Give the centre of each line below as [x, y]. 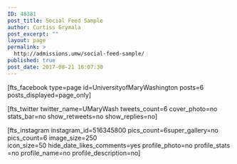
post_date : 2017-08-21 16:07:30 [55, 67]
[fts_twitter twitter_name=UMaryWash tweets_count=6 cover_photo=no [112, 108]
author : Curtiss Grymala [44, 27]
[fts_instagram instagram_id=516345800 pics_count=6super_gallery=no [113, 130]
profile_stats [212, 145]
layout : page [27, 41]
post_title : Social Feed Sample [55, 21]
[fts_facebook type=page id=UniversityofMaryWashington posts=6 [106, 87]
